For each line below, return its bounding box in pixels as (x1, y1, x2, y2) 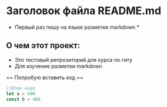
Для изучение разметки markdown (14, 62, 103, 69)
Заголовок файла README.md (6, 4, 162, 18)
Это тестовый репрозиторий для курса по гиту (14, 56, 133, 63)
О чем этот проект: (6, 41, 81, 51)
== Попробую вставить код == (6, 73, 84, 81)
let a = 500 (6, 91, 35, 96)
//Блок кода (6, 85, 35, 91)
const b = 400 (6, 96, 41, 102)
